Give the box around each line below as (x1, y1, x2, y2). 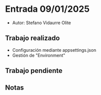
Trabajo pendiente (5, 66, 63, 75)
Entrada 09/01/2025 (5, 3, 90, 15)
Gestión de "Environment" (12, 52, 66, 58)
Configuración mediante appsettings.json (12, 47, 97, 53)
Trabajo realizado (5, 34, 60, 42)
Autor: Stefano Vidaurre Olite (12, 20, 71, 26)
